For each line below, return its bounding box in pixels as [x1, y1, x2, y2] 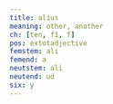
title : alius [9, 13, 59, 23]
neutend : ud [9, 72, 55, 81]
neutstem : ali [9, 64, 64, 73]
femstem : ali [9, 47, 59, 56]
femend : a [9, 55, 47, 64]
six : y [9, 80, 35, 90]
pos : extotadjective [9, 38, 88, 48]
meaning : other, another [9, 22, 104, 31]
